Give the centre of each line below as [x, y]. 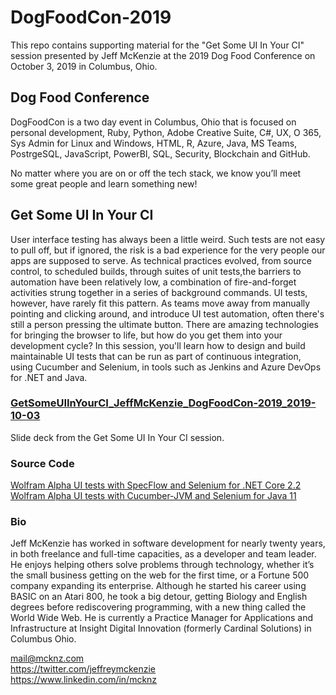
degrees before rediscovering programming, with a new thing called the [158, 607]
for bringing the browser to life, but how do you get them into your [146, 335]
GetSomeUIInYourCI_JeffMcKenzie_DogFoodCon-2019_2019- [163, 403]
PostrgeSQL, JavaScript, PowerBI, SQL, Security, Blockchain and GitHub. [160, 153]
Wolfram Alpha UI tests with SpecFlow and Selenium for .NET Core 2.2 [156, 485]
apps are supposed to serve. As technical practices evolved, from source [161, 260]
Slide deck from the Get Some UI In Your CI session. [117, 437]
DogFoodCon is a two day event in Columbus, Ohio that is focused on [153, 122]
